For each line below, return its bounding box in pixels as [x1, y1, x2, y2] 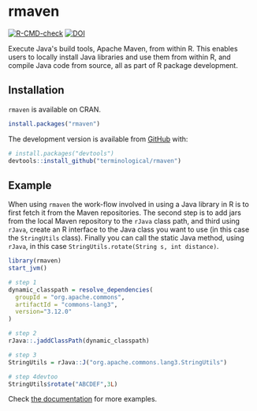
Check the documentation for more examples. [8, 394, 158, 404]
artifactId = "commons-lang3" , [15, 300, 118, 308]
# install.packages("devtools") [8, 149, 114, 157]
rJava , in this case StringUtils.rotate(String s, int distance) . [8, 242, 219, 251]
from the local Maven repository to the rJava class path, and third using [8, 217, 240, 226]
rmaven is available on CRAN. [8, 104, 101, 114]
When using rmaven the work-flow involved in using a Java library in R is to [8, 200, 250, 209]
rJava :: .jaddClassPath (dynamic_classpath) [8, 337, 150, 345]
